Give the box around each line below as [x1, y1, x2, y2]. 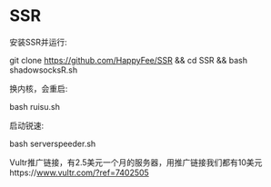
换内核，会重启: [9, 83, 68, 93]
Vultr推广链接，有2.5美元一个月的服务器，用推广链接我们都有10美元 [9, 156, 263, 168]
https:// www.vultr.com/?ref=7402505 [9, 167, 150, 178]
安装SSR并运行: [9, 36, 68, 47]
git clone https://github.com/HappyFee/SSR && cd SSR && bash [9, 54, 248, 65]
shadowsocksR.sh [9, 64, 78, 75]
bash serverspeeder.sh [9, 138, 96, 149]
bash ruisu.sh [9, 101, 61, 112]
